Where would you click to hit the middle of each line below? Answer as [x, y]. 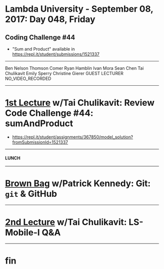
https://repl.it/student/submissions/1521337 [56, 54]
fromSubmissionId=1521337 [40, 142]
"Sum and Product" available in [43, 49]
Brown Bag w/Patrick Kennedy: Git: [78, 183]
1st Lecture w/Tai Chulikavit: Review [80, 103]
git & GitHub [31, 194]
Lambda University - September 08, [79, 9]
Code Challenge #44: [49, 113]
